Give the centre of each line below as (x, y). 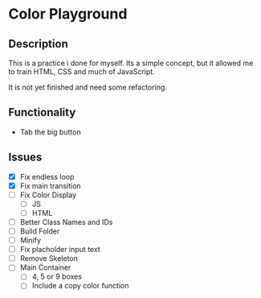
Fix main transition (51, 185)
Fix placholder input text (60, 250)
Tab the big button (51, 132)
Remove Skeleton (49, 259)
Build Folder (40, 231)
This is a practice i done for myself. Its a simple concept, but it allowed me (131, 63)
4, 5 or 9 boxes (57, 277)
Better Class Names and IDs (66, 221)
